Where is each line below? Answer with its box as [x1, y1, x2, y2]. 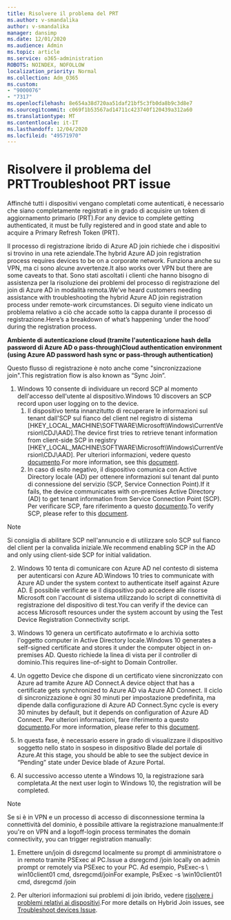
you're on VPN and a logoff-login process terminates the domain [7, 828, 191, 836]
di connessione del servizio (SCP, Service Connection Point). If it [27, 480, 210, 489]
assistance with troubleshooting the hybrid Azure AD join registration [7, 293, 203, 302]
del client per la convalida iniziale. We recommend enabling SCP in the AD [7, 543, 216, 552]
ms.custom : [7, 81, 39, 88]
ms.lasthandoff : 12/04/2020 [7, 126, 88, 133]
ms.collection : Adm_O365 [7, 74, 79, 81]
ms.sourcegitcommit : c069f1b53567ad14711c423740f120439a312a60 [7, 106, 193, 113]
